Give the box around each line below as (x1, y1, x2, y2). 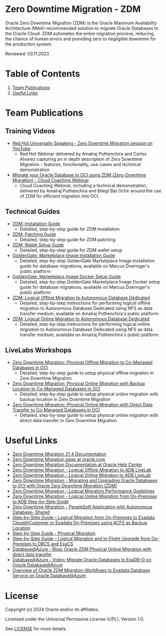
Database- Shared (12, 509, 50, 515)
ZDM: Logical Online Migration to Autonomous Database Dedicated (12, 316, 150, 322)
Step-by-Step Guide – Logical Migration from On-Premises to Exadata (12, 515, 155, 521)
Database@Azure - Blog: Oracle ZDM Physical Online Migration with (12, 546, 152, 552)
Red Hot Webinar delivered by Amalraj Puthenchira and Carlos (19, 151, 147, 157)
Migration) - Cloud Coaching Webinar (12, 177, 89, 183)
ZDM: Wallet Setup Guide (12, 242, 64, 248)
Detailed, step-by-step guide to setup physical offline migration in (19, 369, 154, 376)
